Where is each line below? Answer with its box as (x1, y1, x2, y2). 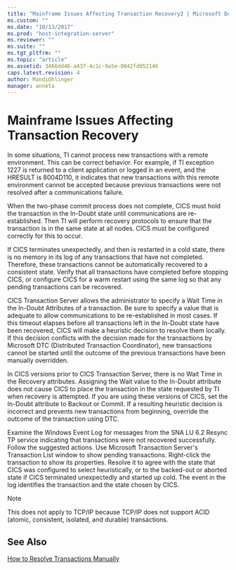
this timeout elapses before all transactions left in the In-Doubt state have (7, 319, 220, 327)
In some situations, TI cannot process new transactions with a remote (7, 151, 209, 159)
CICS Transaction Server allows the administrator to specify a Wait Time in (7, 296, 223, 305)
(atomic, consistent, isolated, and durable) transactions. (7, 515, 169, 524)
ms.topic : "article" (7, 56, 68, 63)
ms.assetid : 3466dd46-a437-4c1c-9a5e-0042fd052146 (7, 63, 159, 70)
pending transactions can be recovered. (7, 283, 123, 291)
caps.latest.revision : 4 (7, 69, 80, 76)
